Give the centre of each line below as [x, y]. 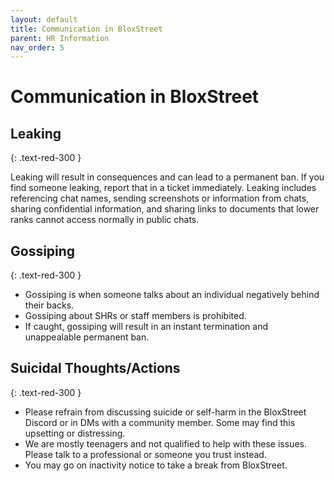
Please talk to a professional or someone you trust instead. [145, 454]
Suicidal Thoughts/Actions [95, 368]
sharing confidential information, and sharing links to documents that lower [165, 209]
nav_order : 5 [37, 47]
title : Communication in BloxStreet [86, 29]
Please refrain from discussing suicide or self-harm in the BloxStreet [165, 412]
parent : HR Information [60, 38]
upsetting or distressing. [75, 433]
